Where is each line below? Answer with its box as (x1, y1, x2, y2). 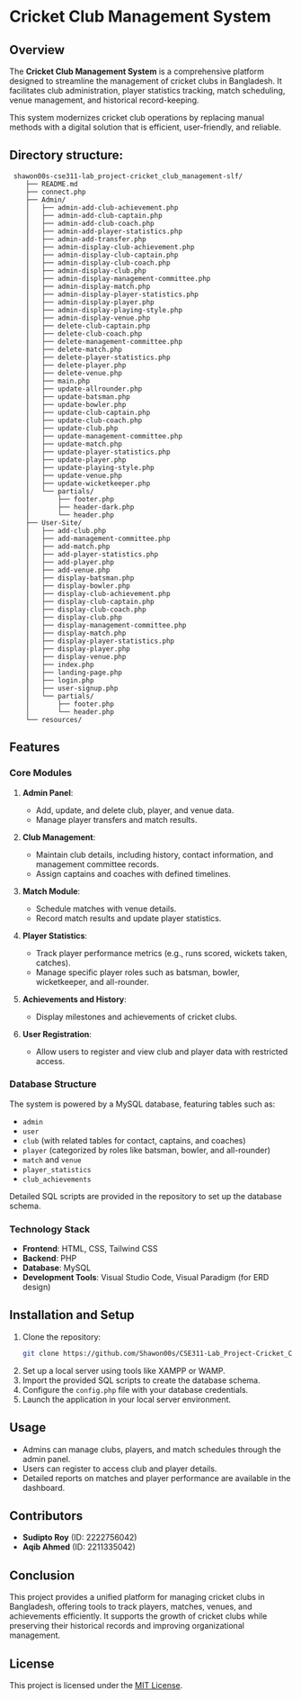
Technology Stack (9, 1223, 91, 1235)
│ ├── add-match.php (25, 542, 111, 551)
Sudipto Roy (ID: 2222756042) (22, 1532, 137, 1543)
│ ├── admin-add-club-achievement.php (25, 203, 179, 212)
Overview (9, 42, 66, 58)
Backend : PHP (22, 1253, 77, 1264)
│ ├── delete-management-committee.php (25, 337, 182, 346)
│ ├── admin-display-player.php (25, 297, 155, 307)
